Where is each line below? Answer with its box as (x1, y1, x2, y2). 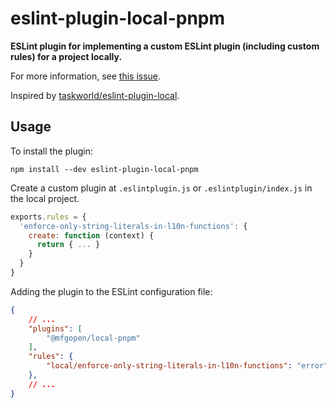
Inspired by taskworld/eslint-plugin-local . (10, 89, 180, 101)
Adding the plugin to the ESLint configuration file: (10, 285, 213, 297)
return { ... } (36, 240, 101, 250)
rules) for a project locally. (10, 50, 123, 62)
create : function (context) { (28, 230, 155, 241)
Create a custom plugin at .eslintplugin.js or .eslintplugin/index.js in (10, 182, 313, 194)
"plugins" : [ (28, 323, 83, 334)
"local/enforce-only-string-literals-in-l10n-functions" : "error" (46, 361, 329, 371)
